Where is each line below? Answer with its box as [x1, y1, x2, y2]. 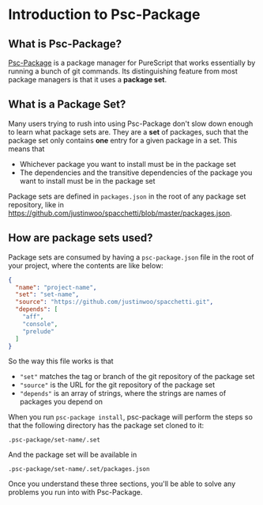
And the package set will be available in [8, 450, 137, 460]
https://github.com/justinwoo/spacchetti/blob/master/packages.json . [8, 208, 232, 218]
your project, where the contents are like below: [8, 260, 163, 270]
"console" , [22, 320, 58, 328]
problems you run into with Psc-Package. [8, 488, 143, 497]
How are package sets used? [8, 231, 153, 245]
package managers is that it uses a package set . [8, 75, 167, 84]
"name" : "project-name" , [15, 283, 97, 291]
